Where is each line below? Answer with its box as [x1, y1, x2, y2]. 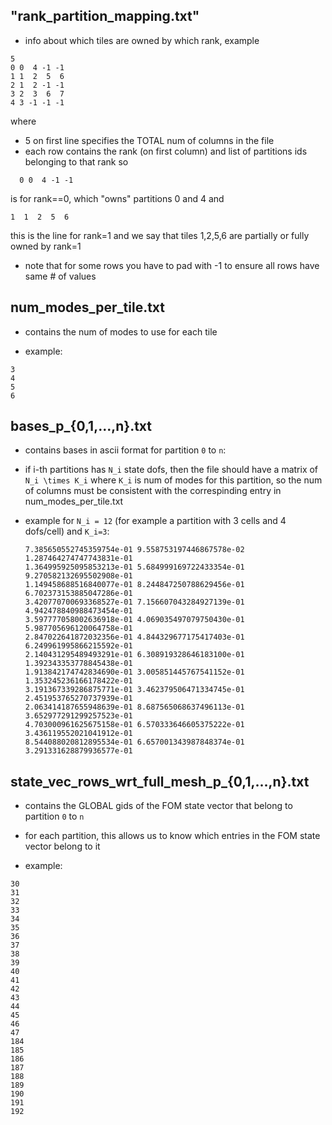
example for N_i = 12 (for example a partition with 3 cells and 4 [24, 515, 287, 527]
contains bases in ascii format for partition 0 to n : [24, 444, 227, 456]
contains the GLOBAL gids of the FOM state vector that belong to [24, 800, 293, 812]
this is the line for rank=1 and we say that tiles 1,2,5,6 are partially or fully [10, 229, 310, 241]
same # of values [24, 270, 97, 282]
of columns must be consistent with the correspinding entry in [24, 485, 282, 497]
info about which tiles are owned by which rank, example [24, 34, 260, 46]
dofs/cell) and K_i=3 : [24, 525, 110, 538]
